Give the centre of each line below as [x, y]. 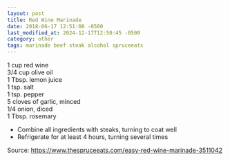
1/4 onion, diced [30, 109]
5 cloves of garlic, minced [44, 101]
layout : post [26, 13]
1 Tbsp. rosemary [32, 116]
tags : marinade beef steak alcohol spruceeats [75, 45]
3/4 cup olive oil [30, 72]
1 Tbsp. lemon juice [35, 79]
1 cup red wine [28, 65]
